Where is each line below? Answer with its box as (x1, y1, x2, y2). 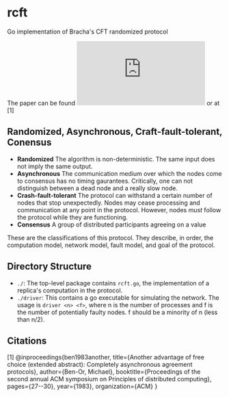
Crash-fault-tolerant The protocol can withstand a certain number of (16, 191, 213, 199)
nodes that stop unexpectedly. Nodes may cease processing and (16, 198, 200, 207)
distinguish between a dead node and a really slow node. (16, 183, 178, 192)
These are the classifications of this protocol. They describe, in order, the (7, 233, 214, 242)
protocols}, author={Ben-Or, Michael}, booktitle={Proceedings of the (7, 368, 201, 376)
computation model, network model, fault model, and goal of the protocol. (7, 241, 215, 249)
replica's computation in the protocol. (16, 286, 123, 294)
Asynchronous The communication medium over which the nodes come (16, 169, 222, 177)
